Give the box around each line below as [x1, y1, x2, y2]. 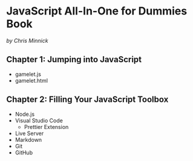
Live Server [15, 130, 44, 137]
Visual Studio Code [15, 116, 64, 124]
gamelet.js [15, 71, 41, 78]
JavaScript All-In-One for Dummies [6, 4, 188, 18]
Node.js [15, 110, 35, 118]
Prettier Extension [24, 123, 69, 130]
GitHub [15, 149, 33, 156]
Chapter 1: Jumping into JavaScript [6, 54, 142, 65]
